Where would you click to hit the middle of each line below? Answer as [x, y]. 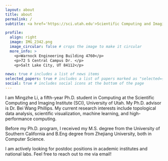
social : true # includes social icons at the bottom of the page [74, 83]
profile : [14, 33]
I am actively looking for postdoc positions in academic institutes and [76, 149]
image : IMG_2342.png [31, 42]
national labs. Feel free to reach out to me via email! [58, 154]
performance [19, 119]
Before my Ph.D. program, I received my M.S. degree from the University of [82, 128]
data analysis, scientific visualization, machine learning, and [67, 113]
